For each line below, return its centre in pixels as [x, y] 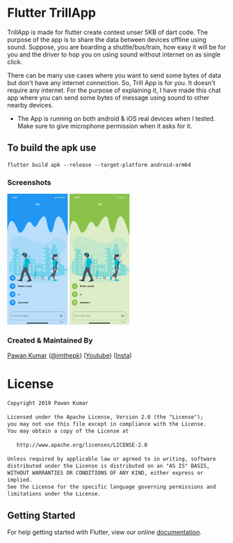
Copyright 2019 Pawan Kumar [48, 403]
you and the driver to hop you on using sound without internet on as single [114, 54]
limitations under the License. [54, 494]
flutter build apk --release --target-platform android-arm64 [99, 165]
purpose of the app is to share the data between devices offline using [107, 39]
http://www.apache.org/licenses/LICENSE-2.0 [82, 445]
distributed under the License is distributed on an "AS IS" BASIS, [109, 466]
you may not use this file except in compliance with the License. [107, 424]
